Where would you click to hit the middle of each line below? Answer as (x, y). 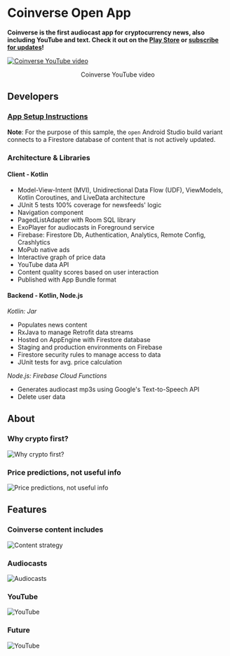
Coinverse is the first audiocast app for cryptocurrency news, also (106, 32)
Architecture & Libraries (49, 157)
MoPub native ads (43, 249)
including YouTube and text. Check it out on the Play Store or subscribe (113, 39)
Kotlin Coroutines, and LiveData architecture (81, 197)
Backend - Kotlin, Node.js (45, 296)
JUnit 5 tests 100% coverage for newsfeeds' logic (89, 204)
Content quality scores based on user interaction (88, 272)
